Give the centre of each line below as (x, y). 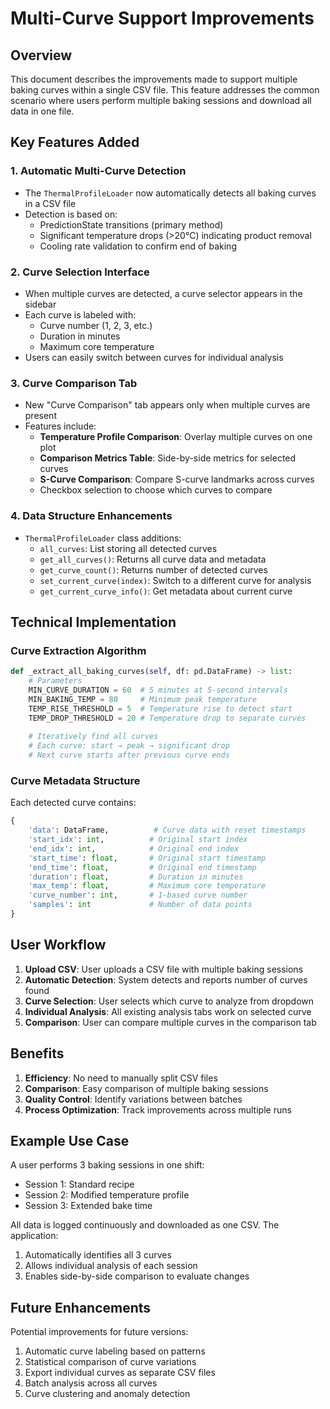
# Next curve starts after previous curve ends (129, 755)
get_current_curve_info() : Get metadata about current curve (166, 591)
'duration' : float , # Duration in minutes (136, 877)
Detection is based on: (71, 214)
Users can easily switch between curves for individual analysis (154, 357)
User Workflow (58, 945)
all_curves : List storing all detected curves (128, 548)
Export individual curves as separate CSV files (120, 1373)
